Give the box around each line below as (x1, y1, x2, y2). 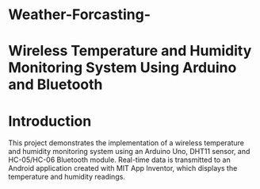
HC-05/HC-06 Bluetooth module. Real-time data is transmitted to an (8, 155, 231, 164)
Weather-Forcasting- (8, 6, 151, 24)
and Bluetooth (8, 75, 103, 94)
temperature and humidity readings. (8, 172, 125, 182)
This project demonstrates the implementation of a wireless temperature (8, 138, 244, 148)
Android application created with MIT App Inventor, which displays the (8, 164, 238, 173)
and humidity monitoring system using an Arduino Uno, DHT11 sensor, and (8, 147, 250, 156)
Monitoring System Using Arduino (8, 59, 237, 77)
